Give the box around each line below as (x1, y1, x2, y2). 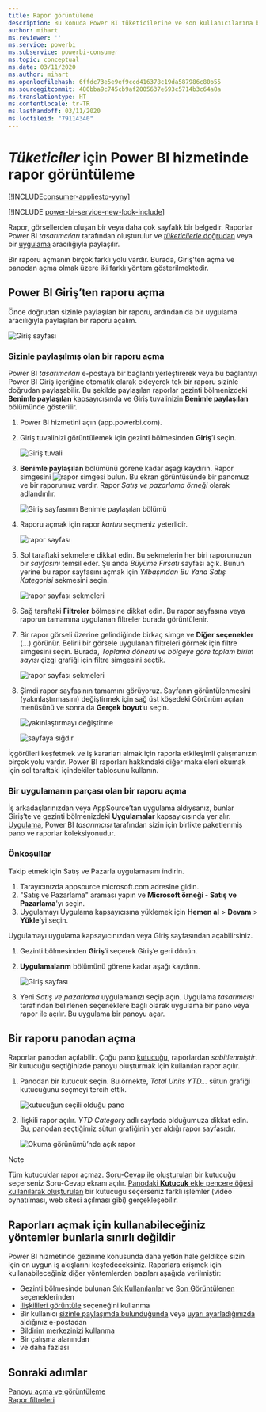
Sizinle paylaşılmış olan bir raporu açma (8, 350, 165, 361)
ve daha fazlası (19, 1343, 70, 1353)
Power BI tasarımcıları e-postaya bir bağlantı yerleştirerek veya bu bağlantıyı (8, 368, 258, 378)
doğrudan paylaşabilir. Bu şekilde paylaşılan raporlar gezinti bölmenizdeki (8, 385, 248, 394)
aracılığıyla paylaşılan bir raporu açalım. (8, 315, 137, 325)
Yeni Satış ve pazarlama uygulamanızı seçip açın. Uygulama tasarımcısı (19, 991, 255, 1002)
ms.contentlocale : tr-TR (8, 100, 90, 108)
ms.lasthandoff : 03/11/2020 (8, 108, 101, 116)
